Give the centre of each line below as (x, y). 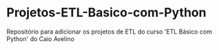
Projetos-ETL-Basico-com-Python (106, 13)
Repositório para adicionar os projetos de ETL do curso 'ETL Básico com (109, 32)
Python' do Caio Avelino (41, 38)
